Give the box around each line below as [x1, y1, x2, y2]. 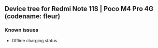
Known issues [4, 27, 39, 34]
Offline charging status [11, 37, 57, 43]
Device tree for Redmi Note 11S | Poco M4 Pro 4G [4, 5, 154, 13]
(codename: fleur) [4, 12, 60, 21]
